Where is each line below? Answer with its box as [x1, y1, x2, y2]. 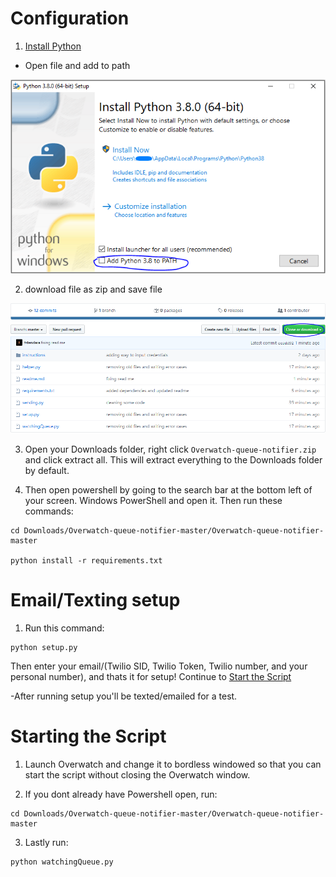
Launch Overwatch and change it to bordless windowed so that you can [24, 758, 322, 770]
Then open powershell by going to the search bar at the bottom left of [24, 483, 313, 496]
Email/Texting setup [10, 589, 181, 612]
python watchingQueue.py [10, 857, 114, 867]
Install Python [24, 40, 82, 52]
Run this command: [24, 622, 105, 634]
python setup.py [10, 642, 78, 652]
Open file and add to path [24, 59, 131, 71]
